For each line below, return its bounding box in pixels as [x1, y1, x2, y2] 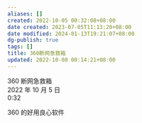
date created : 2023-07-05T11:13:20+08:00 [7, 23, 132, 30]
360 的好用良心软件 [7, 107, 65, 117]
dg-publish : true [7, 37, 59, 44]
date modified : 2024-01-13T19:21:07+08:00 [7, 30, 135, 37]
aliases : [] [7, 10, 43, 18]
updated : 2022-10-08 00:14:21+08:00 [7, 57, 116, 64]
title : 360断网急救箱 [7, 50, 66, 57]
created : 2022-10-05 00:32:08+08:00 [7, 17, 116, 24]
